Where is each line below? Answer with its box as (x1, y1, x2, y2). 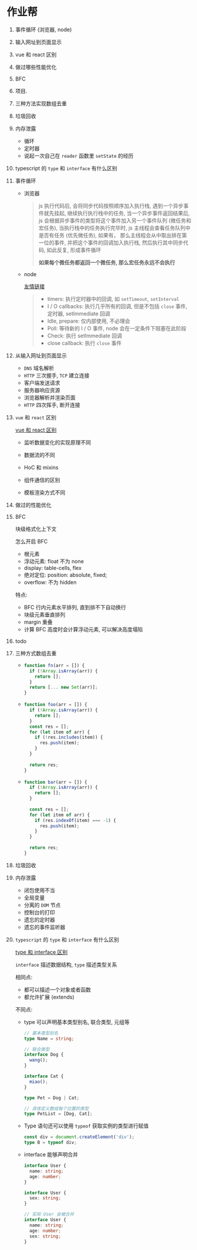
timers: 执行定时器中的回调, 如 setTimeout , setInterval (47, 295, 179, 302)
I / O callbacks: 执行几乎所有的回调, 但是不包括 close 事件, (47, 303, 188, 310)
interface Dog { (23, 1052, 64, 1057)
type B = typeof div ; (23, 1140, 77, 1146)
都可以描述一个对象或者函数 (23, 986, 91, 993)
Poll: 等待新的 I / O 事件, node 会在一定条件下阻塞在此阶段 (47, 324, 186, 331)
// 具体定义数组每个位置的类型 (23, 1105, 89, 1112)
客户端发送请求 (23, 379, 60, 386)
